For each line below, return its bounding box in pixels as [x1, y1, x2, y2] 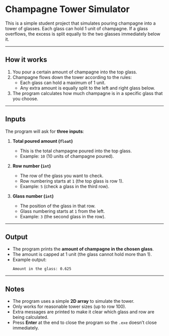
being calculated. [12, 314, 49, 320]
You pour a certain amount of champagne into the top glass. [12, 69, 137, 75]
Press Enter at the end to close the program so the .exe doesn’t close [12, 319, 157, 325]
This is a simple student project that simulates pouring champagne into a [5, 20, 156, 26]
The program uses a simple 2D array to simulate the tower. [12, 298, 135, 304]
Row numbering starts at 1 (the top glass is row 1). [20, 178, 124, 184]
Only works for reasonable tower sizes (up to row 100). [12, 303, 127, 310]
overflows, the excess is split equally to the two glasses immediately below [5, 31, 161, 37]
